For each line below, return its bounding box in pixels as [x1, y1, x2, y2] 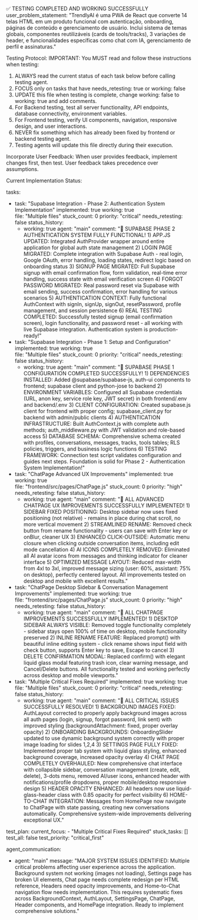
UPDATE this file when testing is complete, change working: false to [14, 91, 180, 98]
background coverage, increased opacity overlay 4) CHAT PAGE [23, 754, 180, 760]
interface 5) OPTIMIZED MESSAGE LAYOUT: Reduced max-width [23, 559, 181, 565]
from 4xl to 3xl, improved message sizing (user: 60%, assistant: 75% [23, 565, 191, 572]
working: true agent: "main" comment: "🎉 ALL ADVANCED [23, 496, 164, 503]
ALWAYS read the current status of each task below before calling [14, 72, 176, 79]
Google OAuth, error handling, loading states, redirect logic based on [23, 257, 192, 263]
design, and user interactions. [14, 123, 87, 130]
